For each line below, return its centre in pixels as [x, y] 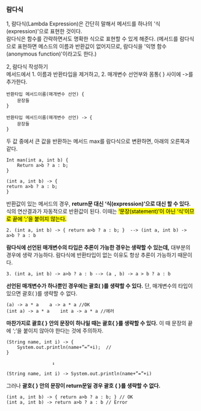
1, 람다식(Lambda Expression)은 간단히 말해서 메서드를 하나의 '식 [83, 24]
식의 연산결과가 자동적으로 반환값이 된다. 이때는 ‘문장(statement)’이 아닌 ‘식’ [95, 212]
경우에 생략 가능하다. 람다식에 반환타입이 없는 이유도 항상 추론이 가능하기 [91, 255]
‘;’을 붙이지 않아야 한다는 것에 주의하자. [58, 331]
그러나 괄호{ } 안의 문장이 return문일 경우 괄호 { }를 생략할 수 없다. [83, 386]
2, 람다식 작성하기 [27, 67]
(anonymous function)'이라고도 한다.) [51, 54]
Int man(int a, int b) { [37, 160]
